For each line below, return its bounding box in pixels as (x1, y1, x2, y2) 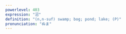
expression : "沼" (5, 12, 42, 17)
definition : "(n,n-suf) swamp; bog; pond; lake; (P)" (5, 16, 122, 21)
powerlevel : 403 (5, 7, 40, 12)
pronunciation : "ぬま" (5, 21, 52, 26)
